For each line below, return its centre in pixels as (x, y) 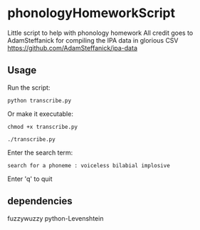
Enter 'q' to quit (30, 179)
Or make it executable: (40, 114)
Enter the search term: (40, 152)
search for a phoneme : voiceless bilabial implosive (89, 165)
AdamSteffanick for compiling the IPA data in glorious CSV (93, 40)
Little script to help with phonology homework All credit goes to (100, 33)
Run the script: (29, 88)
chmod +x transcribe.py (43, 127)
